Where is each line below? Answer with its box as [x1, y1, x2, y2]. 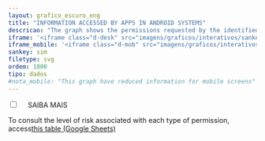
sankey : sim [8, 48, 47, 56]
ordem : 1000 [8, 63, 47, 71]
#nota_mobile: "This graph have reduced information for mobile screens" [8, 77, 256, 85]
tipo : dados [8, 70, 47, 78]
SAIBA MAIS [27, 100, 68, 109]
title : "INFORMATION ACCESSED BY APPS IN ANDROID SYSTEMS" [8, 19, 207, 27]
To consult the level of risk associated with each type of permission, [8, 115, 230, 124]
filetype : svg [8, 56, 55, 64]
